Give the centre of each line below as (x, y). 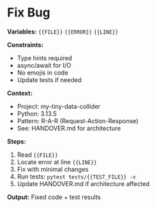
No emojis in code (42, 73)
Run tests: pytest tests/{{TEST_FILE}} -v (76, 177)
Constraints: (25, 44)
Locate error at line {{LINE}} (57, 161)
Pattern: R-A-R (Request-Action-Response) (78, 120)
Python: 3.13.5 (37, 114)
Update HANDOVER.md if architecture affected (83, 183)
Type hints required (44, 58)
